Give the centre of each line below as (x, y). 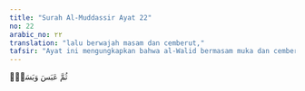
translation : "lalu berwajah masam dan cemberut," (107, 43)
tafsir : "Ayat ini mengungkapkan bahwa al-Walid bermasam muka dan (140, 51)
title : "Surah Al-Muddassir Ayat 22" (81, 18)
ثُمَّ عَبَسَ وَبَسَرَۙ (39, 77)
